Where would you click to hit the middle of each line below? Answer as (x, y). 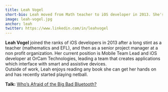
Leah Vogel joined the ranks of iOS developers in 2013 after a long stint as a (83, 42)
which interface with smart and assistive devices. (56, 64)
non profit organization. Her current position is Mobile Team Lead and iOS (81, 53)
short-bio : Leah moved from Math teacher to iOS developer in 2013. (78, 14)
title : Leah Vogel (24, 10)
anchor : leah (19, 24)
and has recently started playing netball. (47, 74)
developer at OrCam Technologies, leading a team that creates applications (83, 58)
